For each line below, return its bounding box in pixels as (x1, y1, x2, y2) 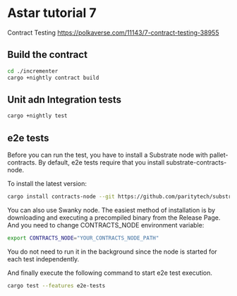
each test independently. (7, 254, 80, 263)
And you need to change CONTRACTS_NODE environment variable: (7, 220, 205, 229)
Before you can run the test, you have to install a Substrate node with (7, 150, 208, 159)
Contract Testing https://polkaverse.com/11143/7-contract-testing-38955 (7, 28, 219, 37)
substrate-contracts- (165, 158, 227, 167)
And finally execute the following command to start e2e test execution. (7, 268, 213, 277)
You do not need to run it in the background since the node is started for (7, 247, 217, 256)
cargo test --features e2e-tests (7, 282, 106, 289)
